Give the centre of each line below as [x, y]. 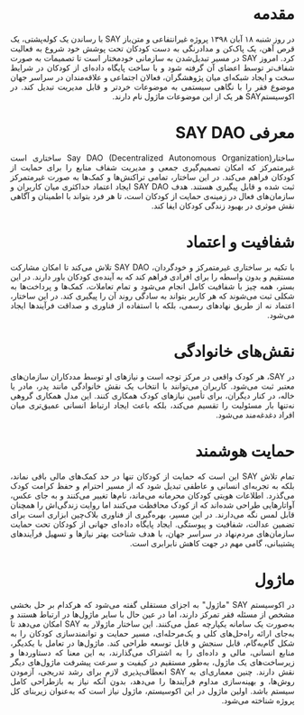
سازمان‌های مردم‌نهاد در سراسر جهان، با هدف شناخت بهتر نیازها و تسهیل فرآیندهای [152, 533]
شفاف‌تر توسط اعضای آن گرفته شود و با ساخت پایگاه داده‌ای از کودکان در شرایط [152, 68]
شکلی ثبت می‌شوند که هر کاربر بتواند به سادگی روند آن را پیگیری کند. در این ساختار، [152, 296]
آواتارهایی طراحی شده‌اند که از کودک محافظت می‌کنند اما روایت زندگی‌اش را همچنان [152, 505]
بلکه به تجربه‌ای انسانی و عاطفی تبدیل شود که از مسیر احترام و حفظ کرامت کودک [152, 485]
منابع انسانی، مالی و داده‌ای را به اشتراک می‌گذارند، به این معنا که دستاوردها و [152, 652]
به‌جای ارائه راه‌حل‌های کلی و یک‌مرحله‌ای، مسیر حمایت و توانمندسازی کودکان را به [152, 633]
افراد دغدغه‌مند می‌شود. [255, 415]
